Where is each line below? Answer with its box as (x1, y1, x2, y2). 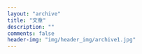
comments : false (7, 29, 55, 37)
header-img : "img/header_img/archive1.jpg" (7, 36, 136, 43)
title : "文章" (7, 17, 47, 24)
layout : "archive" (7, 10, 61, 18)
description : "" (7, 23, 55, 30)
